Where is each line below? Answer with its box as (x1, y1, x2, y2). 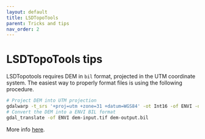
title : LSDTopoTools (6, 15, 59, 21)
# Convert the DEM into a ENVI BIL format (6, 108, 116, 115)
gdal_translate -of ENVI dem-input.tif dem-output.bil (6, 115, 149, 121)
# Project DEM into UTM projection (6, 97, 97, 104)
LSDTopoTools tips (6, 53, 103, 66)
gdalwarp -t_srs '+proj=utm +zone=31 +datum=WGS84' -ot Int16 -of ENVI (6, 103, 192, 110)
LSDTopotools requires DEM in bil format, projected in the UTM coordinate (6, 73, 196, 80)
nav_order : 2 (6, 26, 40, 32)
